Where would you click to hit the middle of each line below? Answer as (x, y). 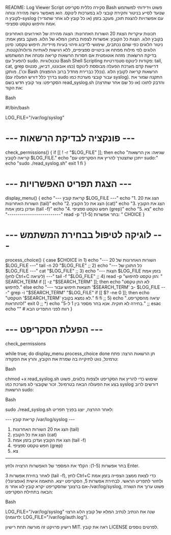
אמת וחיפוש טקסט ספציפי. (31, 24)
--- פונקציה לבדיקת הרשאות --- (70, 138)
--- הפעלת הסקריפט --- (54, 330)
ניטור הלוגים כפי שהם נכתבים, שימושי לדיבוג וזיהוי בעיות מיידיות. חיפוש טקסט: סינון (84, 44)
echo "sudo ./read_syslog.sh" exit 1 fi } (46, 163)
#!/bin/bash (17, 108)
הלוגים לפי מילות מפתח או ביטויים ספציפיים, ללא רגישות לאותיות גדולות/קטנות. (81, 50)
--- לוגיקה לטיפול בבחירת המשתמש (78, 235)
